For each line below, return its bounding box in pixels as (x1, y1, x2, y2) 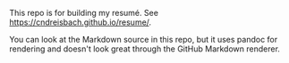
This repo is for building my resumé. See (9, 8, 159, 18)
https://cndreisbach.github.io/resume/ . (9, 17, 152, 28)
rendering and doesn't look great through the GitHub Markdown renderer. (9, 43, 280, 54)
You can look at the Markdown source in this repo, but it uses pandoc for (9, 35, 278, 44)
